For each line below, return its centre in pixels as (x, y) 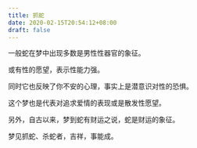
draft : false (29, 30)
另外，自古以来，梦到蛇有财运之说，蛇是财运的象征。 (94, 120)
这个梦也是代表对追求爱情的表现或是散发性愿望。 (87, 103)
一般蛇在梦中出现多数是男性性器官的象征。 (77, 53)
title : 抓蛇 (26, 15)
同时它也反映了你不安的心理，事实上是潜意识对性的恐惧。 (100, 86)
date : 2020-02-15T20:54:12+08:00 (63, 23)
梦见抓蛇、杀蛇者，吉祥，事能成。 (63, 136)
